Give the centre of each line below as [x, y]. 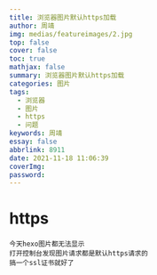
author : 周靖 [32, 26]
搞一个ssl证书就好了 [42, 263]
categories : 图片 [40, 84]
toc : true [27, 59]
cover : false [33, 51]
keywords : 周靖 [36, 133]
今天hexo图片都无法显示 [47, 244]
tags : [19, 92]
